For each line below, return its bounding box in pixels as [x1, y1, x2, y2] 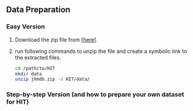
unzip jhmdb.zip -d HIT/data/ [14, 77, 91, 83]
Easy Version [6, 23, 45, 31]
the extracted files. [14, 53, 61, 61]
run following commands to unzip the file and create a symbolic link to [14, 47, 188, 55]
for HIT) [6, 98, 29, 106]
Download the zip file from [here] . [14, 36, 98, 43]
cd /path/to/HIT [14, 65, 55, 71]
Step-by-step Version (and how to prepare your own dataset [6, 90, 185, 99]
